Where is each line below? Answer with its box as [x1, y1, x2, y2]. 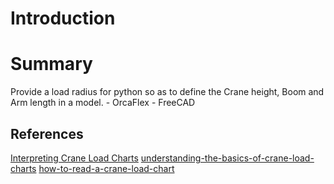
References [10, 125, 84, 142]
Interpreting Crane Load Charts [10, 152, 139, 164]
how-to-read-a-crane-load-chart [38, 162, 175, 174]
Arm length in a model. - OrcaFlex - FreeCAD [10, 97, 196, 109]
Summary [10, 53, 93, 76]
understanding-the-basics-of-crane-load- [140, 152, 315, 164]
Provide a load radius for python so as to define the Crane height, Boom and [10, 86, 325, 98]
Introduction [10, 7, 116, 30]
